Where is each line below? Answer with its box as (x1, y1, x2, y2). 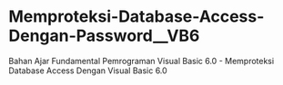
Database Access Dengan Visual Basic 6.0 (8, 65, 167, 76)
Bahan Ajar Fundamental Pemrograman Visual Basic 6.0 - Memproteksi (8, 55, 275, 66)
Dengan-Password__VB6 (8, 25, 200, 46)
